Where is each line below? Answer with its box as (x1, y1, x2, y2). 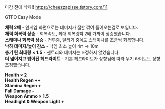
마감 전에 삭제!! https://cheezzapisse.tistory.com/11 (5, 4, 108, 10)
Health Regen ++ (5, 77, 41, 83)
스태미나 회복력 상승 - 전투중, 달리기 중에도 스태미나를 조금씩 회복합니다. (5, 37, 145, 43)
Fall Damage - (5, 88, 35, 94)
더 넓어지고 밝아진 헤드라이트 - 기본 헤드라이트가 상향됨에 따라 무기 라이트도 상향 (5, 56, 161, 61)
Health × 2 (5, 72, 27, 78)
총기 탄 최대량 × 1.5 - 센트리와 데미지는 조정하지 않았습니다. (5, 49, 120, 55)
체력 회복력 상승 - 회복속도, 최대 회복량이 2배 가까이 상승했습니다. (5, 31, 132, 36)
